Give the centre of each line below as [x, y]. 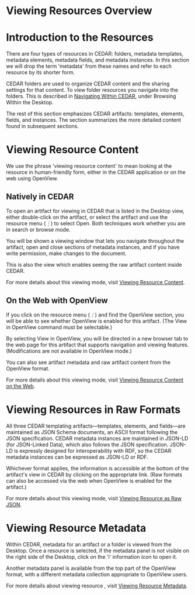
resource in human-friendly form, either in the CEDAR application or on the [96, 172]
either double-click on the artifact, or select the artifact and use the [87, 217]
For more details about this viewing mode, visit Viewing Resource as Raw [94, 498]
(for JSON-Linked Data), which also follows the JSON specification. [87, 444]
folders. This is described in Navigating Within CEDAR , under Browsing [91, 96]
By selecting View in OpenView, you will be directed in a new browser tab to [97, 338]
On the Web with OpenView [57, 300]
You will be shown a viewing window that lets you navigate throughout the [95, 240]
